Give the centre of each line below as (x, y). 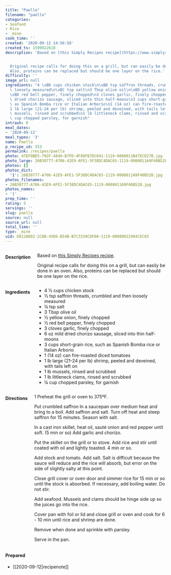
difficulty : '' (21, 76)
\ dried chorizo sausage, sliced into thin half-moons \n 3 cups (78, 99)
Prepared (15, 556)
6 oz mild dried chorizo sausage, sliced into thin (94, 333)
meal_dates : (18, 128)
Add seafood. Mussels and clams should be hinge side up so (98, 499)
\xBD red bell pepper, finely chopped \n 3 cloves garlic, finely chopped (89, 95)
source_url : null (24, 222)
